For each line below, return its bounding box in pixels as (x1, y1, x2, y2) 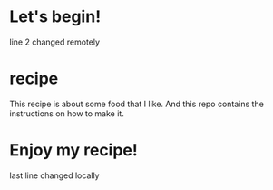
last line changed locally (9, 170, 100, 181)
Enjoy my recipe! (9, 140, 138, 161)
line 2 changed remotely (9, 36, 101, 47)
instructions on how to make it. (9, 107, 124, 119)
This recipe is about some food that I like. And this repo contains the (9, 98, 265, 109)
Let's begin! (9, 6, 102, 27)
